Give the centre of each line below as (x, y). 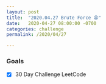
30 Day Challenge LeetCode (51, 74)
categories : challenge (35, 29)
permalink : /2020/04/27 (37, 35)
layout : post (23, 12)
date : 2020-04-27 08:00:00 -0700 (51, 23)
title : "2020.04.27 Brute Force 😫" (54, 18)
